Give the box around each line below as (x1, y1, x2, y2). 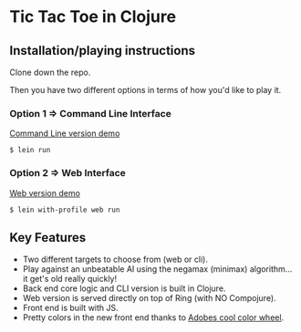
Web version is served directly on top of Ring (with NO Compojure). (22, 293, 276, 304)
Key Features (9, 230, 87, 245)
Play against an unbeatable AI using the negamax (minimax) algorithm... (22, 264, 293, 275)
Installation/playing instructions (9, 43, 196, 58)
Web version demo (9, 187, 80, 198)
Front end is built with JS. (22, 303, 119, 314)
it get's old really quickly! (22, 274, 117, 285)
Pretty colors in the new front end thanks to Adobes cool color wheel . (22, 312, 285, 323)
